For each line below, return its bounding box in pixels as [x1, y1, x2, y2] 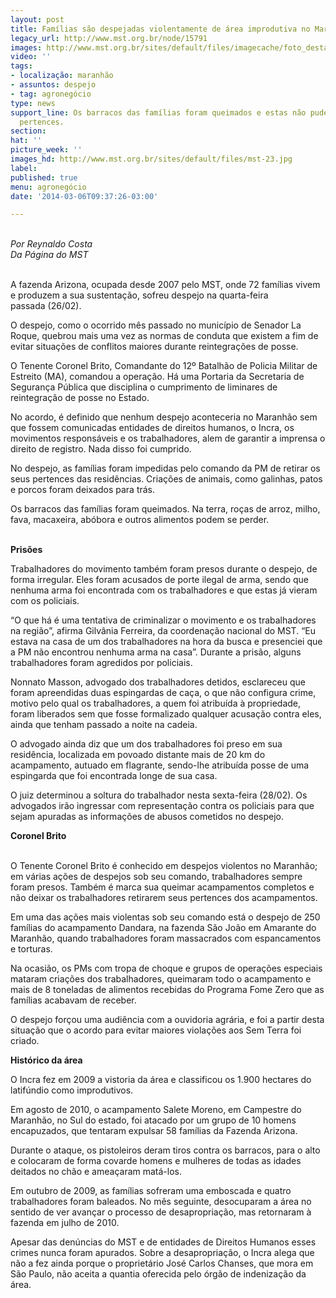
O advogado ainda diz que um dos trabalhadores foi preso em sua [10, 738, 283, 750]
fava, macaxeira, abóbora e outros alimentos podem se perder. [10, 514, 270, 526]
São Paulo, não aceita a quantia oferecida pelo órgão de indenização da [10, 1268, 307, 1280]
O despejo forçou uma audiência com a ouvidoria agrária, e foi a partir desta [10, 1014, 325, 1026]
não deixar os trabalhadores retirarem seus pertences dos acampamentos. [10, 892, 318, 904]
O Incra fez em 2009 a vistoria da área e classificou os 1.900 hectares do [10, 1074, 312, 1086]
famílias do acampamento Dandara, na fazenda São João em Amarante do [10, 922, 317, 934]
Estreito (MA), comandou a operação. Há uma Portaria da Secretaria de [10, 371, 305, 383]
